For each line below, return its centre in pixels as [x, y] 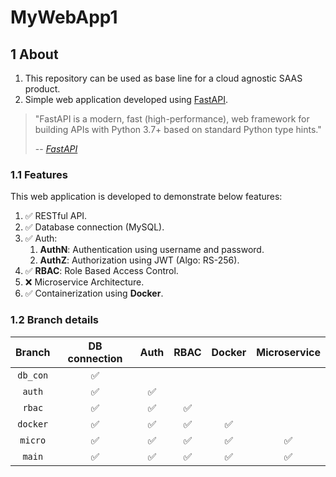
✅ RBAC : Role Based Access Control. [101, 271]
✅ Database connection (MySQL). [94, 227]
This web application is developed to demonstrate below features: [146, 197]
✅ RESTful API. [56, 216]
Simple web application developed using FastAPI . [126, 99]
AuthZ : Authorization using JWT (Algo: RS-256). [139, 260]
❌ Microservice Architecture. [84, 282]
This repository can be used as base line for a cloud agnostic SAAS [163, 78]
